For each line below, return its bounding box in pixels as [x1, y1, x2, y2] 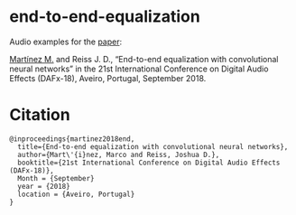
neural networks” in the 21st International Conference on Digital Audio [9, 63, 269, 74]
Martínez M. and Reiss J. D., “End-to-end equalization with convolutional [9, 53, 279, 64]
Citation [9, 105, 70, 126]
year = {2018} [17, 182, 70, 191]
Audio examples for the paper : [9, 36, 123, 47]
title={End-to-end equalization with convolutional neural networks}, [17, 142, 289, 151]
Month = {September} [17, 173, 95, 182]
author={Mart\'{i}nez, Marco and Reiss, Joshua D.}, [17, 150, 220, 159]
